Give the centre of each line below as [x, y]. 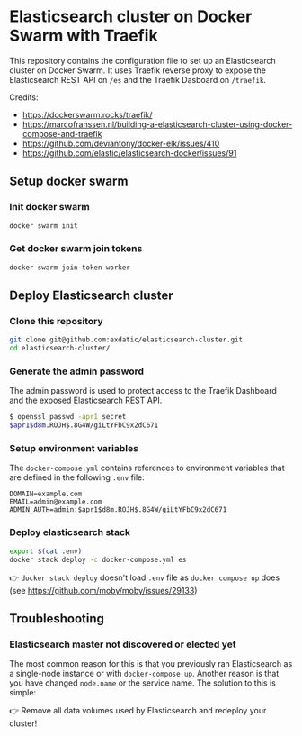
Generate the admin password [76, 371]
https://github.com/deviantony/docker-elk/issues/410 [121, 143]
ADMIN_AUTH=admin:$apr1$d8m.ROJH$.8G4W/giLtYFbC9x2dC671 [118, 510]
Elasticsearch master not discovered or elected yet [123, 644]
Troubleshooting [57, 618]
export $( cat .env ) [46, 551]
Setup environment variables [74, 449]
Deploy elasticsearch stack [70, 532]
